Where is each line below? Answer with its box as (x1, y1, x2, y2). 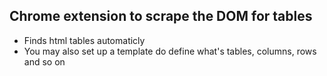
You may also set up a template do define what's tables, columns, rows (23, 45, 317, 57)
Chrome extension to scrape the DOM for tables (9, 8, 313, 25)
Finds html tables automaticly (23, 34, 146, 46)
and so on (23, 55, 66, 68)
